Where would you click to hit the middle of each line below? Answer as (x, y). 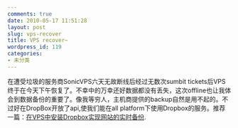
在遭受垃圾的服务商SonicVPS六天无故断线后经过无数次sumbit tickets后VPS (117, 81)
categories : (25, 54)
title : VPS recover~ (38, 41)
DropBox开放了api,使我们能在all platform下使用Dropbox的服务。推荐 (126, 108)
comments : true (30, 14)
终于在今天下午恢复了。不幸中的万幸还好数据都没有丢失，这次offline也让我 (116, 90)
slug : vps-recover (34, 34)
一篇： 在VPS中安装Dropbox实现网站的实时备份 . (77, 117)
